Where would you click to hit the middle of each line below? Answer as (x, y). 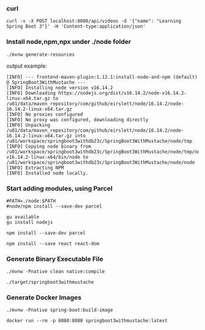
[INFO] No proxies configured (45, 114)
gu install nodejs (30, 222)
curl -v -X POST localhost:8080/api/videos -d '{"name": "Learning (94, 21)
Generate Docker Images (44, 298)
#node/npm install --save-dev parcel (54, 206)
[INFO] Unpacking (28, 125)
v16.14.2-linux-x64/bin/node (43, 157)
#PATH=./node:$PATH (31, 201)
